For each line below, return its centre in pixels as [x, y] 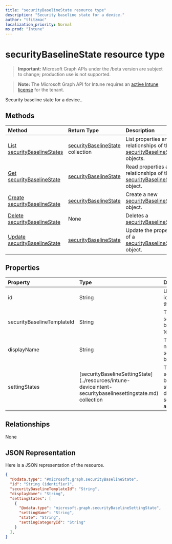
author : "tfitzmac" [26, 20]
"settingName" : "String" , [46, 513]
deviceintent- [96, 387]
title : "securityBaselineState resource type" [56, 10]
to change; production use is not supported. [64, 75]
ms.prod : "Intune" [25, 29]
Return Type [83, 130]
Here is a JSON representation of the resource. [55, 465]
